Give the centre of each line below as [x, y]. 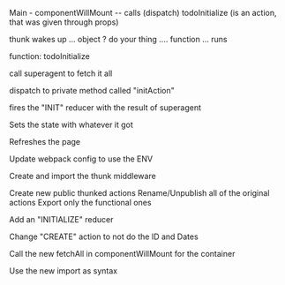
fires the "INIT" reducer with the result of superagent [105, 108]
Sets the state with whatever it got [71, 124]
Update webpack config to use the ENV [81, 159]
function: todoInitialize [49, 56]
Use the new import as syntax [63, 271]
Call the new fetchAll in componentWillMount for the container [122, 254]
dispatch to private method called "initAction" [92, 90]
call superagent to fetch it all [61, 73]
